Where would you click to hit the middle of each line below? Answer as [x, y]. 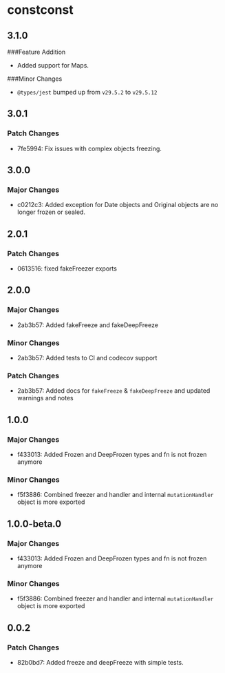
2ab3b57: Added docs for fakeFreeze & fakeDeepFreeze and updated [114, 391]
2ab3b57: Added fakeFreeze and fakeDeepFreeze [87, 325]
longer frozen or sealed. [51, 212]
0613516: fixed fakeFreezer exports [67, 269]
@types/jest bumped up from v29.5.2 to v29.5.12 [87, 92]
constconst [40, 10]
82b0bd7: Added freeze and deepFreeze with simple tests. [100, 662]
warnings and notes [45, 398]
